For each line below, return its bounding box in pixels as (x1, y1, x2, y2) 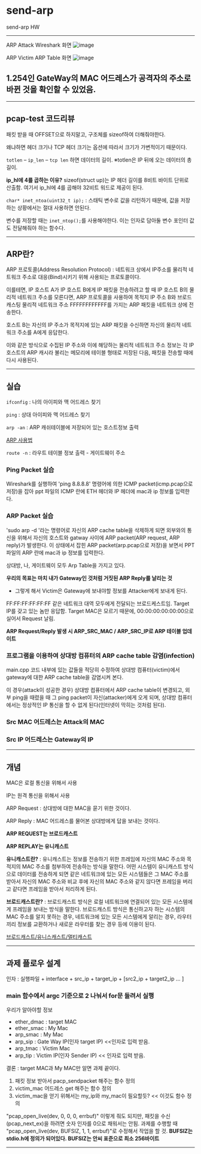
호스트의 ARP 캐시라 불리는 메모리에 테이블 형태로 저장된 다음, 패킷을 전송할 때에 (6, 349, 193, 356)
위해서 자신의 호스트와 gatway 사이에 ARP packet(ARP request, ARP (17, 534, 180, 541)
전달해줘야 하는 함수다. (12, 224, 66, 231)
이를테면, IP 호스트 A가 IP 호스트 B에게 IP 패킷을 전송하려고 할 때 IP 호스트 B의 (6, 286, 188, 293)
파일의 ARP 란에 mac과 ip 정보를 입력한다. (6, 549, 105, 556)
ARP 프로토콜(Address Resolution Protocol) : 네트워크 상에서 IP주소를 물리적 (6, 266, 187, 273)
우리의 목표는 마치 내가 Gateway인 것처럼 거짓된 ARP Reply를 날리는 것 (6, 574, 172, 581)
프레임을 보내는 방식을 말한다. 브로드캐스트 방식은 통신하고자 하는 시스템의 (12, 906, 185, 913)
